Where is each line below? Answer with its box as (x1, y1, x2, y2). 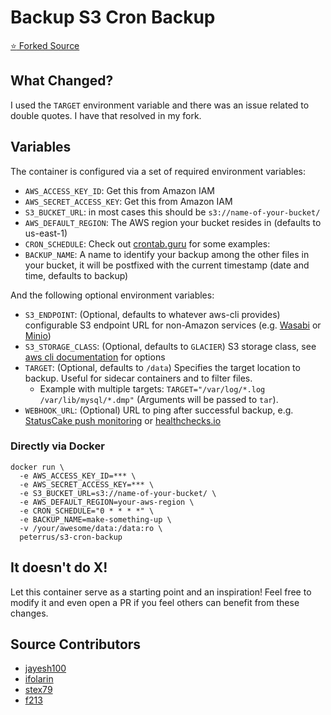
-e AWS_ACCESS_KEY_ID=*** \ (19, 471, 137, 481)
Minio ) (24, 329, 52, 341)
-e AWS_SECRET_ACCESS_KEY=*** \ (19, 479, 155, 490)
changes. (10, 607, 49, 619)
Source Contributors (10, 636, 142, 653)
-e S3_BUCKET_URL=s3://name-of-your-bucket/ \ (19, 488, 217, 498)
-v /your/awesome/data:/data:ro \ (19, 523, 163, 533)
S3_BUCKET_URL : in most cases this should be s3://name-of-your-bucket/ (24, 206, 321, 218)
